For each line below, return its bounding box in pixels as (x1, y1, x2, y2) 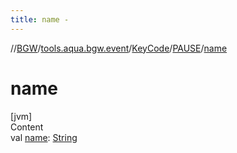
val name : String (10, 131, 78, 143)
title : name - (10, 14, 70, 25)
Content (10, 121, 44, 133)
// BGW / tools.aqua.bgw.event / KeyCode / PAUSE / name (10, 42, 228, 54)
